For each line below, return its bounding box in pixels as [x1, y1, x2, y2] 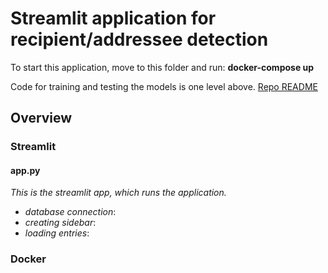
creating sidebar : [24, 217, 97, 229]
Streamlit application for [10, 7, 217, 30]
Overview [10, 110, 73, 127]
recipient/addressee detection [10, 28, 269, 51]
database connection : [24, 206, 117, 218]
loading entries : [24, 227, 90, 239]
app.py [10, 164, 41, 176]
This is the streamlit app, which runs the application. [10, 187, 227, 199]
